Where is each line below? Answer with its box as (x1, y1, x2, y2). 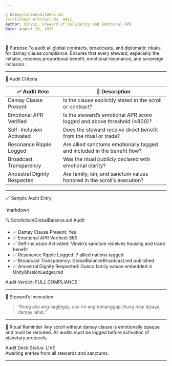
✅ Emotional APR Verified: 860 (12, 235, 78, 241)
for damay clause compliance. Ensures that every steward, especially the (5, 50, 160, 56)
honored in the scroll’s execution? (63, 177, 144, 184)
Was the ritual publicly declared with (63, 156, 150, 163)
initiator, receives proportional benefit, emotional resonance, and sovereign (5, 56, 164, 62)
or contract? (63, 103, 93, 110)
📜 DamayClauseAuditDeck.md (5, 12, 63, 17)
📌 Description (96, 88, 131, 95)
